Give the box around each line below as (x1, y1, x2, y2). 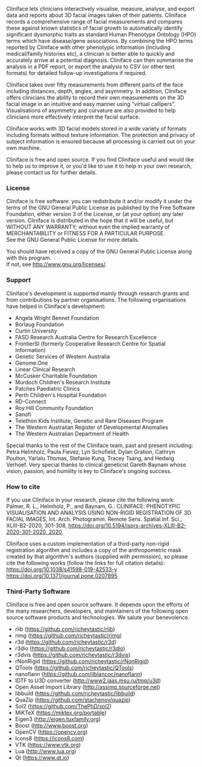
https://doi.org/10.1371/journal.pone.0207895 (6, 572, 118, 579)
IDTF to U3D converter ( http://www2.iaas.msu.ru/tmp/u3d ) (14, 677, 161, 684)
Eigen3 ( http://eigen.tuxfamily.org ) (14, 716, 101, 723)
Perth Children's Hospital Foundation (14, 391, 107, 399)
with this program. (6, 254, 52, 262)
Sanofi (14, 411, 31, 418)
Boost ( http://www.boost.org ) (14, 722, 89, 729)
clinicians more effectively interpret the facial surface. (6, 113, 140, 120)
